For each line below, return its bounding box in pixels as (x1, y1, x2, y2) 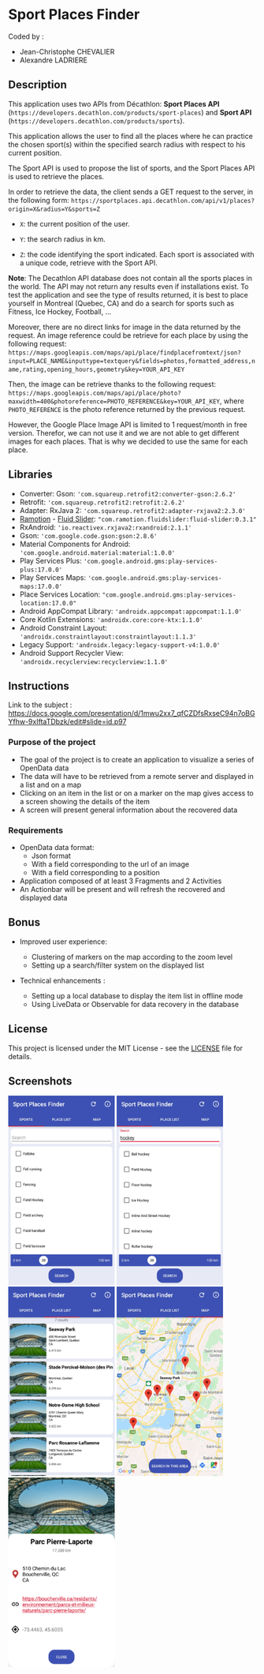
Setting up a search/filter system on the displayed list (31, 961, 205, 970)
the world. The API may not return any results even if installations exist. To (8, 282, 250, 291)
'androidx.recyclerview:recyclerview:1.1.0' (19, 657, 169, 666)
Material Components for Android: (19, 539, 131, 549)
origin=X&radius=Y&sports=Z (8, 205, 101, 213)
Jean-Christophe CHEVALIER (19, 47, 115, 56)
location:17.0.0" (19, 599, 77, 607)
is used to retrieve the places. (8, 171, 105, 181)
